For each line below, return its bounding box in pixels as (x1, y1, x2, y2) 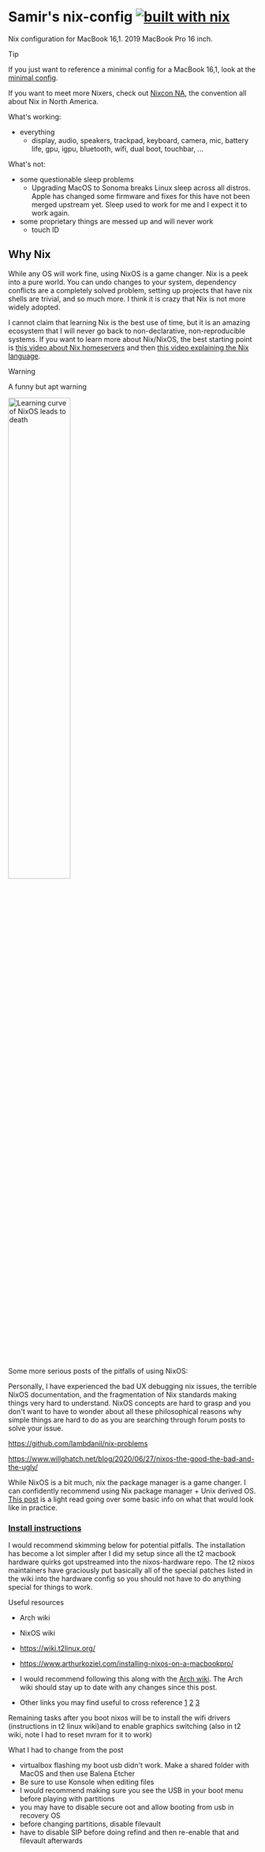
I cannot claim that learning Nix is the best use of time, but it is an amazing (8, 317, 251, 327)
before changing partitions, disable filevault (19, 1820, 162, 1829)
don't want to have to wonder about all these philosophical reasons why (8, 1406, 242, 1416)
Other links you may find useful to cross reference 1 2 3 (19, 1698, 200, 1708)
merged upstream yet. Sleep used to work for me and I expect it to (31, 200, 248, 209)
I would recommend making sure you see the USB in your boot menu (19, 1786, 244, 1795)
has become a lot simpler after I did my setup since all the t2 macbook (8, 1549, 237, 1558)
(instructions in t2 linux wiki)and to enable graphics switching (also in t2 (8, 1722, 241, 1731)
